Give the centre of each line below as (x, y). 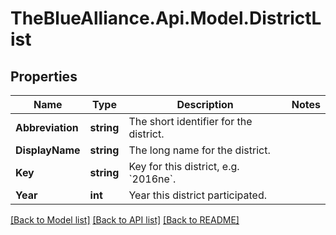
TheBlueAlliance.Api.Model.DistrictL (166, 18)
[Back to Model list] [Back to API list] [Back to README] (125, 220)
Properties (44, 76)
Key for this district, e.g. (184, 166)
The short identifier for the (190, 121)
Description (205, 104)
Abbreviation (47, 127)
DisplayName (48, 150)
